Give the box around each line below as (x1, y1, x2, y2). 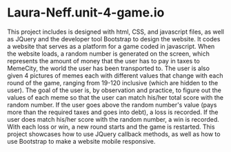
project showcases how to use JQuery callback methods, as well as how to (7, 129, 221, 138)
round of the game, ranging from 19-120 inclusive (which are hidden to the (7, 78, 219, 87)
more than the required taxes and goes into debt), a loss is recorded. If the (7, 108, 219, 116)
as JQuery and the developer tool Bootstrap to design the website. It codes (7, 34, 221, 43)
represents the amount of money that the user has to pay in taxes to (7, 56, 200, 65)
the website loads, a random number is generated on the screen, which (7, 50, 210, 58)
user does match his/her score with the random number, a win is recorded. (7, 115, 219, 123)
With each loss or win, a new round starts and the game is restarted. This (7, 122, 215, 131)
